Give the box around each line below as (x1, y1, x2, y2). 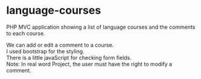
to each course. (6, 29, 45, 37)
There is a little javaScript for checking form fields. (6, 54, 132, 61)
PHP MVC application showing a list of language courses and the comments (6, 23, 196, 31)
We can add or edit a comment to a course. (6, 41, 114, 48)
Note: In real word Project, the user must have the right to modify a (6, 60, 173, 68)
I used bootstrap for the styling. (6, 47, 85, 54)
